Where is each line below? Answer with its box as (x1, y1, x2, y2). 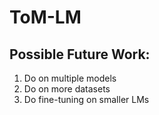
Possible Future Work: (9, 46, 151, 63)
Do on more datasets (23, 83, 111, 95)
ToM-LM (9, 6, 82, 29)
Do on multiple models (23, 72, 117, 84)
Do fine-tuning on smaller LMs (23, 94, 150, 105)
